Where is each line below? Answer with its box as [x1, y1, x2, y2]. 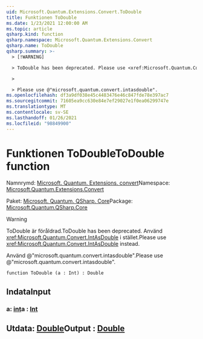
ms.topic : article [6, 25, 53, 32]
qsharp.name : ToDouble [6, 43, 63, 49]
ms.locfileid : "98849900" [6, 120, 71, 127]
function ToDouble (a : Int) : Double [6, 270, 104, 276]
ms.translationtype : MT [6, 104, 66, 110]
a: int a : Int [6, 304, 38, 313]
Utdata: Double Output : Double [6, 323, 125, 334]
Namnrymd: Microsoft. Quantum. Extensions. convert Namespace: [6, 179, 170, 186]
